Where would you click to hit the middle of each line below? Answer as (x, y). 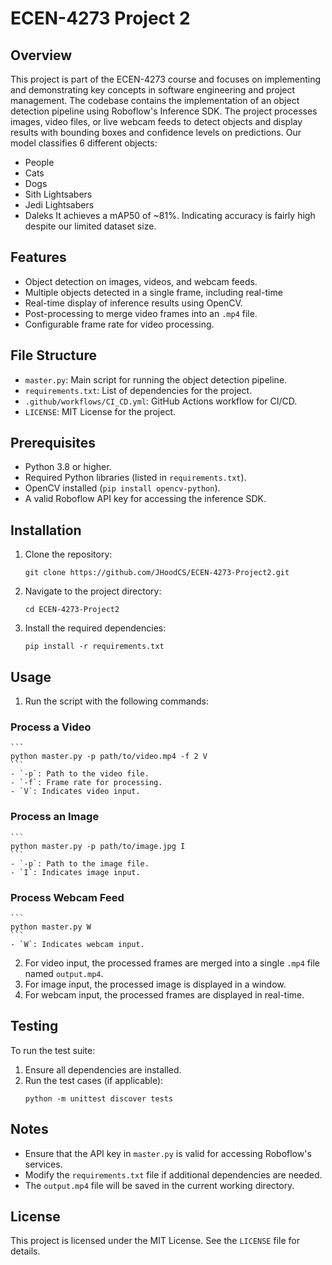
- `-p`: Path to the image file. (80, 863)
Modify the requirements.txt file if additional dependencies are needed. (173, 1174)
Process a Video (51, 727)
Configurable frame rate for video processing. (119, 324)
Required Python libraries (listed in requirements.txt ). (135, 478)
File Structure (53, 355)
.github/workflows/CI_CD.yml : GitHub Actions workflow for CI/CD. (161, 401)
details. (25, 1251)
